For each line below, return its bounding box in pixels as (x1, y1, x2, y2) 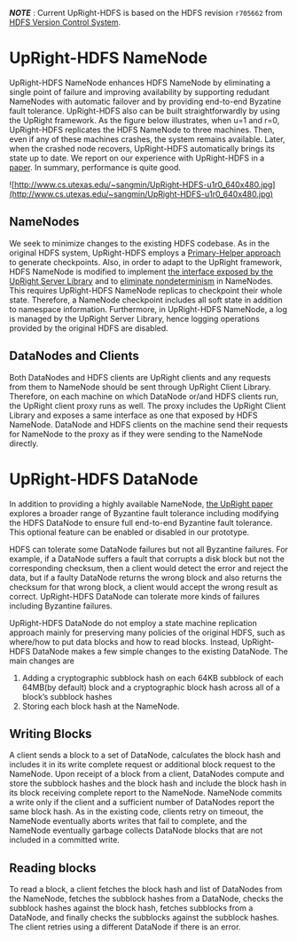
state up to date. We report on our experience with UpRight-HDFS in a (9, 153, 265, 163)
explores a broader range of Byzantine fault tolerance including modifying (9, 507, 279, 518)
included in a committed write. (9, 835, 120, 845)
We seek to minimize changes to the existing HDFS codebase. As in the (9, 238, 270, 248)
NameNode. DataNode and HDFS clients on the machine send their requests (9, 419, 289, 429)
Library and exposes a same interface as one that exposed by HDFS (9, 410, 258, 420)
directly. (9, 438, 39, 449)
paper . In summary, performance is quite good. (9, 161, 182, 172)
